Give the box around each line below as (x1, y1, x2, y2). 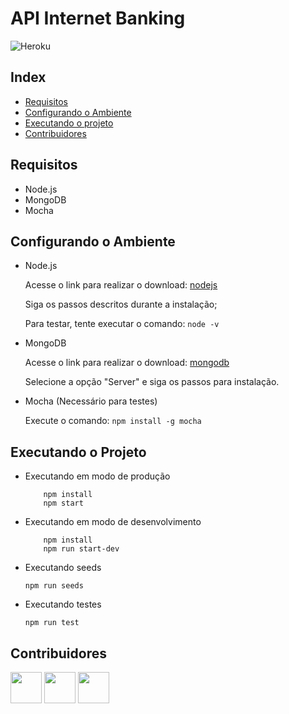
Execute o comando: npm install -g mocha (24, 415, 202, 427)
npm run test (24, 618, 80, 628)
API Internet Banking (10, 7, 186, 30)
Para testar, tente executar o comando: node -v (24, 318, 220, 330)
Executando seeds (24, 562, 102, 574)
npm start (43, 498, 84, 509)
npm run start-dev (43, 544, 120, 554)
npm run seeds (24, 581, 84, 591)
